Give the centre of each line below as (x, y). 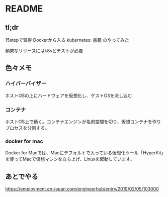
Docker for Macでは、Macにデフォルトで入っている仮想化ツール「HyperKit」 (85, 153)
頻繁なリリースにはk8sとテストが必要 (44, 51)
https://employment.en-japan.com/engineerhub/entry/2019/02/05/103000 (82, 189)
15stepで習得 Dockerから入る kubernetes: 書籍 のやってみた (67, 40)
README (24, 9)
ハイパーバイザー (26, 83)
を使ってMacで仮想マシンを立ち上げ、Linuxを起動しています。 (70, 159)
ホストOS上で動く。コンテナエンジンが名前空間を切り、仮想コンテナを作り (83, 122)
